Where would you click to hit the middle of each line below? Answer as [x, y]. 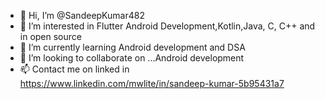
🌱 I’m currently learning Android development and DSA [132, 47]
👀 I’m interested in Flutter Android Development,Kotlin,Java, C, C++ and [167, 26]
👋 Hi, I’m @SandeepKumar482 [82, 15]
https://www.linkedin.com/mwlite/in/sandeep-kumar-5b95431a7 [152, 83]
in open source [50, 36]
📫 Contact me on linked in [74, 69]
